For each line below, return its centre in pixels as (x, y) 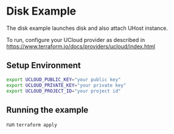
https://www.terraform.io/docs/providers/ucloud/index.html (81, 46)
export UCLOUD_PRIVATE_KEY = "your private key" (66, 85)
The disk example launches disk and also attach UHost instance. (87, 28)
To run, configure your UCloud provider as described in (75, 40)
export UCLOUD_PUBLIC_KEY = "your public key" (64, 79)
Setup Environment (43, 65)
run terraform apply (32, 125)
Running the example (47, 110)
